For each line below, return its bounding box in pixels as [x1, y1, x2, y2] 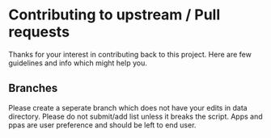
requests [8, 23, 70, 41]
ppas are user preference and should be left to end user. [8, 119, 197, 130]
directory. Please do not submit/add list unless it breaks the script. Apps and [8, 111, 263, 121]
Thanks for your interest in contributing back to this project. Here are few [8, 49, 252, 59]
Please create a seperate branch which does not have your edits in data [8, 102, 248, 112]
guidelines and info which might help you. [8, 58, 147, 68]
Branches [8, 82, 58, 95]
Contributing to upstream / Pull [8, 6, 221, 24]
